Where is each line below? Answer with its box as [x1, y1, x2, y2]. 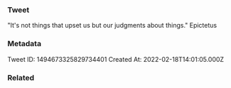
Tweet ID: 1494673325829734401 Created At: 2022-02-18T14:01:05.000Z [7, 55, 225, 63]
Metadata [7, 39, 41, 49]
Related [7, 72, 35, 82]
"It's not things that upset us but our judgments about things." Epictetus [7, 21, 217, 30]
